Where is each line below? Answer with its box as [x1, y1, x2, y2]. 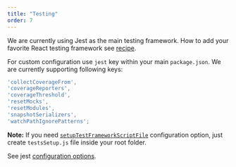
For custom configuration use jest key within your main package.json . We [7, 57, 221, 66]
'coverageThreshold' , [7, 92, 71, 99]
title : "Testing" [7, 10, 58, 18]
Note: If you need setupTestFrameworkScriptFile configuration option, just [7, 130, 223, 139]
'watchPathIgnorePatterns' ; [7, 118, 90, 125]
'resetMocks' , [7, 98, 49, 106]
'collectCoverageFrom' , [7, 78, 77, 85]
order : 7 [7, 17, 33, 24]
